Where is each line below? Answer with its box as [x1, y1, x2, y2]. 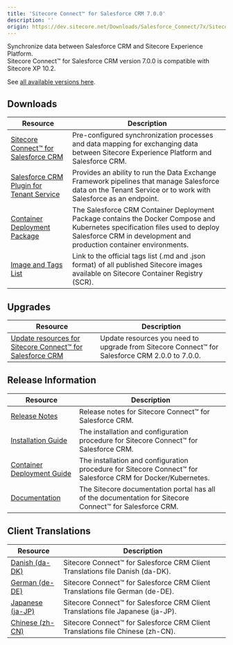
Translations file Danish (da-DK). [63, 566, 171, 576]
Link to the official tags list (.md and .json [72, 251, 206, 261]
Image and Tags [10, 260, 63, 270]
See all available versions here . [7, 78, 96, 86]
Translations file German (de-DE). [63, 586, 175, 596]
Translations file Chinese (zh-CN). [63, 626, 175, 636]
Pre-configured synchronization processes [72, 130, 214, 140]
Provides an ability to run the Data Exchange [72, 168, 216, 177]
